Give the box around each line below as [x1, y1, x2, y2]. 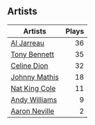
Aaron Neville [10, 106, 55, 116]
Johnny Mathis [10, 72, 59, 82]
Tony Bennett [10, 49, 54, 59]
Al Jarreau [10, 38, 45, 47]
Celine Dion [10, 61, 49, 71]
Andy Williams [10, 94, 58, 104]
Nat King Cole [10, 83, 56, 93]
